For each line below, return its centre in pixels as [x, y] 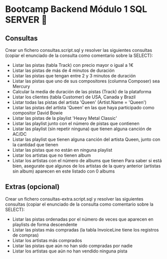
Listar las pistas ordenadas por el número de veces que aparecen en [83, 219]
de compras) [25, 235]
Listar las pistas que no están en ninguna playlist [62, 150]
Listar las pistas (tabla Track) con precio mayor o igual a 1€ [73, 65]
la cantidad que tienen [35, 145]
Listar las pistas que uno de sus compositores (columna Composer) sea [86, 81]
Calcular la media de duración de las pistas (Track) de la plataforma [82, 92]
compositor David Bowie [38, 113]
